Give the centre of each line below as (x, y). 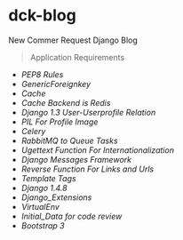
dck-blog (42, 16)
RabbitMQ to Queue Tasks (69, 140)
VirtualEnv (40, 206)
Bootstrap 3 (43, 225)
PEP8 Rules (42, 74)
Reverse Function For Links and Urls (88, 169)
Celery (33, 131)
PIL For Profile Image (60, 122)
